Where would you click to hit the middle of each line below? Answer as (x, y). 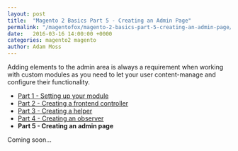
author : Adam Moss (34, 47)
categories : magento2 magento (52, 40)
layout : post (27, 14)
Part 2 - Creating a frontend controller (73, 103)
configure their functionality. (49, 82)
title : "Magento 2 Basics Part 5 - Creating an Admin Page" (100, 21)
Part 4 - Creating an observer (61, 118)
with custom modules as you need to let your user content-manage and (112, 74)
